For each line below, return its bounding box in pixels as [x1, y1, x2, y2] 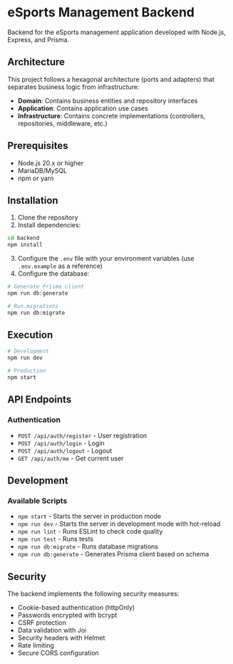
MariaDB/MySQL [17, 166, 68, 175]
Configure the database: [17, 269, 90, 278]
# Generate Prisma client [7, 283, 84, 291]
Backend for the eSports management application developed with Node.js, [7, 28, 227, 36]
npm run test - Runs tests [17, 535, 94, 544]
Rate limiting [17, 641, 55, 650]
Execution [7, 329, 53, 341]
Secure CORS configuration [17, 649, 100, 658]
